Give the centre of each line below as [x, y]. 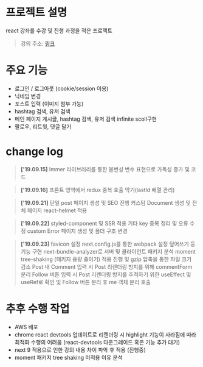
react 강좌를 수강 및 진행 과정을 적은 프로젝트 [59, 30]
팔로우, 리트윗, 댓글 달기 [43, 126]
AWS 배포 [26, 327]
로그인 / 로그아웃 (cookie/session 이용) [61, 88]
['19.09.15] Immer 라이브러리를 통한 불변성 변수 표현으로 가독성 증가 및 [105, 169]
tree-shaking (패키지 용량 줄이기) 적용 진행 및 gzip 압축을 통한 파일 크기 [106, 259]
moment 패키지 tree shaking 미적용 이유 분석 [68, 357]
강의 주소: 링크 [38, 43]
